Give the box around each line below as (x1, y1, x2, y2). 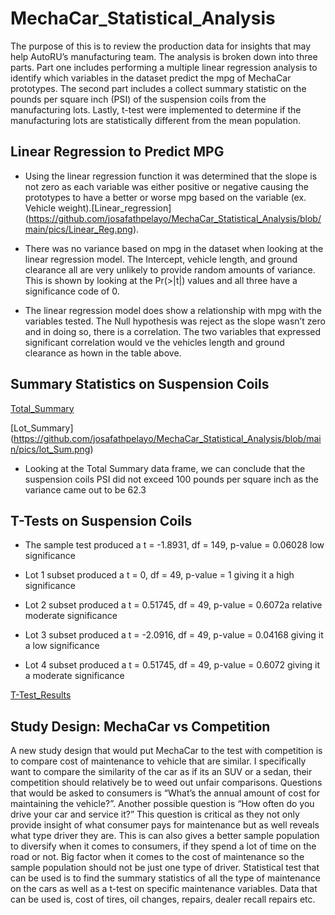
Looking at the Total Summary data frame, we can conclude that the (24, 462, 306, 474)
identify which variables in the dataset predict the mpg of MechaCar (10, 72, 292, 84)
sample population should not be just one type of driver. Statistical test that (10, 862, 320, 874)
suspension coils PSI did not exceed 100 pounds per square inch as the (24, 473, 320, 485)
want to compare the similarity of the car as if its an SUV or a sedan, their (10, 766, 313, 778)
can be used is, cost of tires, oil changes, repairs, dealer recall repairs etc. (10, 893, 316, 906)
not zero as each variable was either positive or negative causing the (24, 180, 309, 192)
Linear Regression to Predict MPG (10, 143, 225, 161)
